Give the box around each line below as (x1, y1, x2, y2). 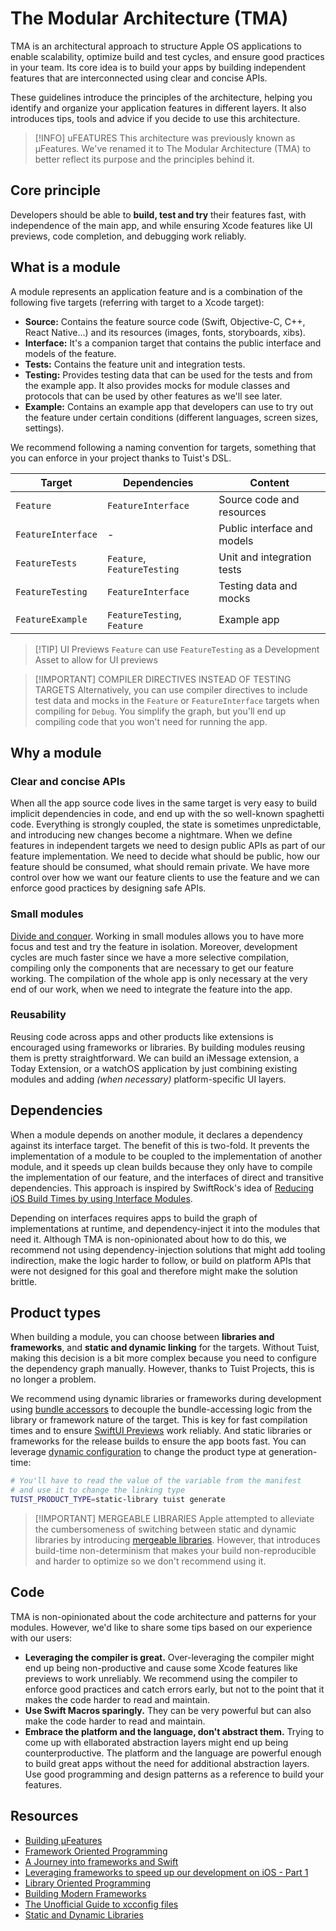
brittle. (10, 1275, 38, 1287)
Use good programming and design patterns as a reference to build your (24, 1768, 324, 1780)
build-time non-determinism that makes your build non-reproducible (34, 1545, 317, 1557)
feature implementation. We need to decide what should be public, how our (10, 850, 321, 862)
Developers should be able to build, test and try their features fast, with (10, 208, 307, 221)
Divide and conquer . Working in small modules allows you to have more (10, 930, 305, 942)
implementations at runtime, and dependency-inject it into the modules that (10, 1222, 321, 1234)
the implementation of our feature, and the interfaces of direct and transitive (10, 1171, 324, 1183)
